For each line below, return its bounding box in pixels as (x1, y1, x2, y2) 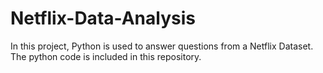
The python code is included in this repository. (10, 50, 202, 62)
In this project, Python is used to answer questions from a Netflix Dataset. (10, 40, 314, 52)
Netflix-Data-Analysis (10, 7, 196, 30)
